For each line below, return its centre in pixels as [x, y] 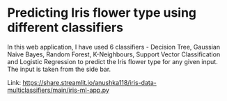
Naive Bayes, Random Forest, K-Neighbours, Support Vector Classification [114, 54]
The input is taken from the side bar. [59, 69]
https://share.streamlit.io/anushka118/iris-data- [89, 82]
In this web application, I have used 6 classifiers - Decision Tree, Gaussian [114, 47]
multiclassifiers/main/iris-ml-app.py [58, 90]
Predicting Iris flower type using [102, 13]
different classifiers [65, 28]
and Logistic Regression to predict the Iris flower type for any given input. [112, 61]
